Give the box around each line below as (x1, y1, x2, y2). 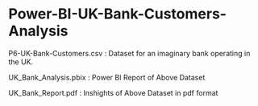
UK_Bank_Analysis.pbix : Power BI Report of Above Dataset (8, 72, 206, 82)
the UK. (8, 57, 34, 67)
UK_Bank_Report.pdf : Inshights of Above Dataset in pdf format (8, 88, 218, 97)
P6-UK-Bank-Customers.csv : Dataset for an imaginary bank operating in (8, 48, 251, 58)
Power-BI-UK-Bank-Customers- (8, 5, 227, 23)
